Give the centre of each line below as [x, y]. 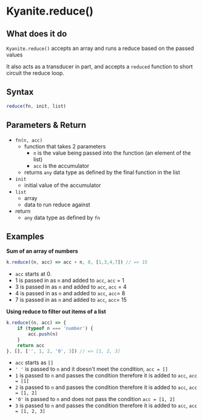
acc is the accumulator [61, 166]
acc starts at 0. [33, 274]
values [15, 55]
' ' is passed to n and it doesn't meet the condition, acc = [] [92, 369]
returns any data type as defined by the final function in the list [102, 172]
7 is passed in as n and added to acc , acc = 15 [71, 300]
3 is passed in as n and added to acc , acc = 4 [71, 287]
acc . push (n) [43, 334]
